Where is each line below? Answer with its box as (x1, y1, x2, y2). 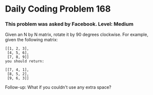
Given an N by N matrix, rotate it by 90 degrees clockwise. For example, (5, 32, 149, 37)
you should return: (5, 59, 45, 64)
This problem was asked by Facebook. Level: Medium (5, 21, 134, 28)
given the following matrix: (5, 37, 58, 43)
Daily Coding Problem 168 (5, 3, 111, 15)
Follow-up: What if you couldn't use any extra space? (5, 84, 111, 90)
